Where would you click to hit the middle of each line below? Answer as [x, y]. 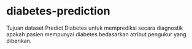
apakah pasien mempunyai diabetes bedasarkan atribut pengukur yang [96, 34]
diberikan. [19, 41]
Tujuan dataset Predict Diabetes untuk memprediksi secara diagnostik [95, 28]
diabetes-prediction [58, 11]
